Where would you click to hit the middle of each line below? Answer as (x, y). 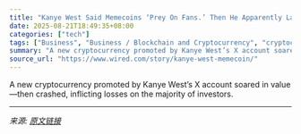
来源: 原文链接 (35, 121)
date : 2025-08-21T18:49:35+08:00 (72, 26)
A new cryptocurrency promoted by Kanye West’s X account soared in (139, 84)
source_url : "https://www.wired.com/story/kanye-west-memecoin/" (133, 59)
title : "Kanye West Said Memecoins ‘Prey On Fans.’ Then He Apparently (146, 17)
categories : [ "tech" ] (50, 34)
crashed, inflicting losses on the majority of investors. (134, 94)
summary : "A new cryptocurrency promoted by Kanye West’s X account (140, 51)
